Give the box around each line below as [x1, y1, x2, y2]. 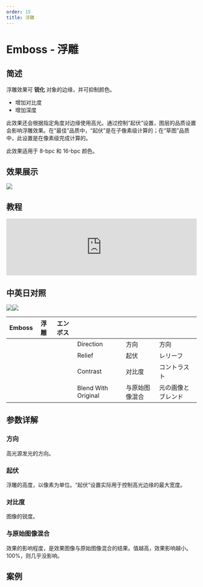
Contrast [77, 367, 102, 375]
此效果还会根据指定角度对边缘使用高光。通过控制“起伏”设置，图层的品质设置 [6, 119, 196, 126]
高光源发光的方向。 [6, 449, 54, 457]
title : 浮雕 [6, 15, 34, 21]
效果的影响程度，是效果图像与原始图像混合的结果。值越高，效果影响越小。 [6, 544, 192, 552]
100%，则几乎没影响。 [6, 552, 63, 559]
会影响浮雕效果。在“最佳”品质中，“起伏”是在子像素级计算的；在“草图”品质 [6, 127, 190, 134]
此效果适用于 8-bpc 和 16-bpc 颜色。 [6, 147, 98, 155]
